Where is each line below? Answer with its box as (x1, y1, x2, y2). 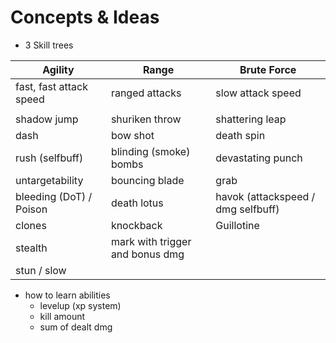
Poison (15, 202, 48, 216)
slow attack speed (215, 86, 302, 100)
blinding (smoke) (110, 144, 191, 158)
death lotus (110, 196, 164, 210)
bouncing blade (110, 173, 185, 187)
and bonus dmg (110, 247, 185, 261)
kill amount (39, 310, 86, 322)
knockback (110, 218, 163, 232)
